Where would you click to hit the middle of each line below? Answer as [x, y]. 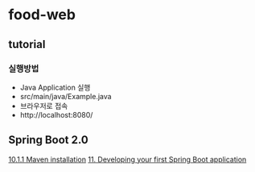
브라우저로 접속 [44, 106]
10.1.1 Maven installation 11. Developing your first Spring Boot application [127, 159]
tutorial [27, 44]
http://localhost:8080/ [56, 114]
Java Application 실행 [55, 87]
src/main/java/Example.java [66, 96]
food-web [42, 15]
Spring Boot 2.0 [48, 140]
